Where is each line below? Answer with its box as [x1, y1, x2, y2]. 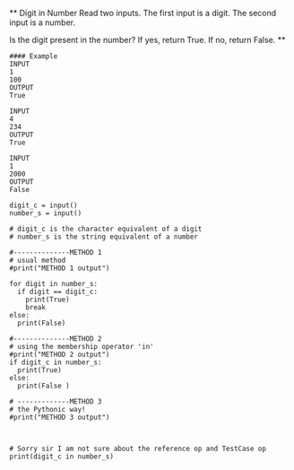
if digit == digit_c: [17, 287, 99, 296]
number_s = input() [9, 209, 82, 218]
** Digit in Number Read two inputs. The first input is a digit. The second [9, 8, 277, 18]
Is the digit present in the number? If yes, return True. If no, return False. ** [9, 35, 286, 45]
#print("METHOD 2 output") [9, 350, 110, 359]
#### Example [9, 52, 58, 61]
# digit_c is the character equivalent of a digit [9, 224, 203, 233]
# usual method [9, 256, 66, 265]
